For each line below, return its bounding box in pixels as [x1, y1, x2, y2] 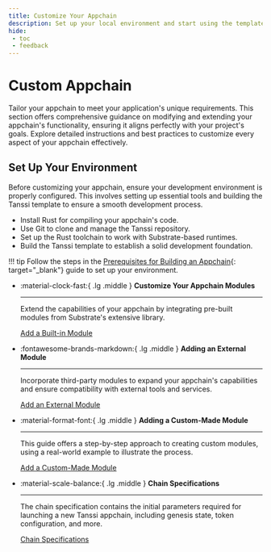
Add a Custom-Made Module [19, 462, 117, 472]
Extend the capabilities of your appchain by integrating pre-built [19, 303, 233, 313]
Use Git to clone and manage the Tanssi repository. [19, 224, 191, 233]
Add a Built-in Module [19, 328, 93, 337]
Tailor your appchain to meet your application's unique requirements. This [8, 103, 254, 113]
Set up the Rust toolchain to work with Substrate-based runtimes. [19, 232, 238, 242]
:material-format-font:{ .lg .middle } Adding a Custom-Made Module [19, 415, 248, 424]
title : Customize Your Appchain [8, 11, 117, 20]
